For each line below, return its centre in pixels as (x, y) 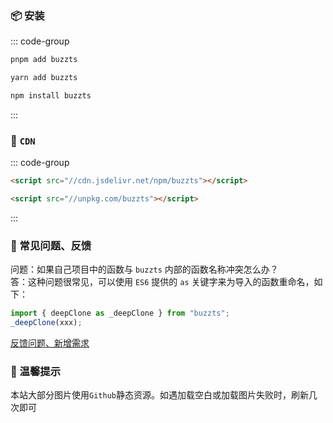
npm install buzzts (51, 96)
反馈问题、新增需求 (50, 343)
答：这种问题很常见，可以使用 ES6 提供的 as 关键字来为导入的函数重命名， (162, 282)
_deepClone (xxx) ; (46, 323)
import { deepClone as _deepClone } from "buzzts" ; (120, 313)
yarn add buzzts (44, 78)
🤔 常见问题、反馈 (51, 245)
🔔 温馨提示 (36, 371)
